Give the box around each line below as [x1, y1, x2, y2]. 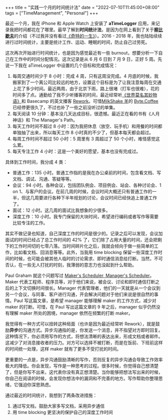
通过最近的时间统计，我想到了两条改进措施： [5, 392, 97, 398]
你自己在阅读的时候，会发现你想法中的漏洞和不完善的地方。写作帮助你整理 [5, 375, 158, 381]
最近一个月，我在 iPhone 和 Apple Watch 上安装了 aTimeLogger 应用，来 [5, 21, 156, 26]
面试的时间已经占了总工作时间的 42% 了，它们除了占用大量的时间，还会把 [5, 237, 158, 242]
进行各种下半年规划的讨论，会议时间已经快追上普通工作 [43, 195, 157, 201]
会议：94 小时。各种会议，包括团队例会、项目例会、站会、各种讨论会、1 [12, 182, 161, 188]
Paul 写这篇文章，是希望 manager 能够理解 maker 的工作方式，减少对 [13, 298, 156, 304]
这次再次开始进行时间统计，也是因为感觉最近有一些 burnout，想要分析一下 [5, 50, 158, 56]
